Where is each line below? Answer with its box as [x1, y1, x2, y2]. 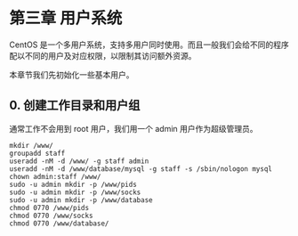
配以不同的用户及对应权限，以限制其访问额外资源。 [9, 50, 197, 61]
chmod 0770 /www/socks [9, 211, 93, 220]
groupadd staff [9, 149, 66, 158]
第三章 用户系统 [9, 8, 123, 28]
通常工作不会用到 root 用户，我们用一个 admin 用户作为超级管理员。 [9, 123, 258, 134]
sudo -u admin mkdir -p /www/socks [9, 188, 141, 197]
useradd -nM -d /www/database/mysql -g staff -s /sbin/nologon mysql [9, 164, 273, 174]
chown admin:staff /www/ [9, 172, 101, 181]
